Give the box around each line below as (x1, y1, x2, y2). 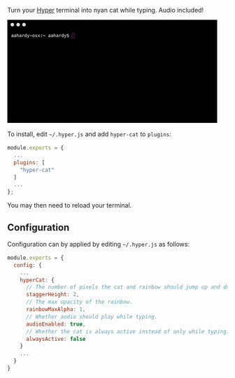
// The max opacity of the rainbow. (25, 298, 133, 306)
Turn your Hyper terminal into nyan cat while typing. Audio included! (7, 6, 204, 14)
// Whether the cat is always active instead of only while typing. (25, 328, 230, 335)
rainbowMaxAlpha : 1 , (25, 306, 86, 313)
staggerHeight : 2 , (25, 291, 80, 298)
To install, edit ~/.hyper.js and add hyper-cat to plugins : (7, 130, 171, 138)
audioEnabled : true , (25, 321, 86, 328)
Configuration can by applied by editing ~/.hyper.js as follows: (7, 240, 190, 248)
